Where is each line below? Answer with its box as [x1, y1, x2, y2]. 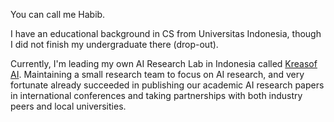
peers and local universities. [10, 100, 127, 112]
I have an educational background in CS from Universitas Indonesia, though [10, 28, 322, 39]
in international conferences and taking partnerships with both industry [10, 90, 303, 101]
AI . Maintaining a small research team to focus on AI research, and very [10, 69, 305, 80]
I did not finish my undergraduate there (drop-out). [10, 39, 219, 50]
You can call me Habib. [10, 9, 106, 20]
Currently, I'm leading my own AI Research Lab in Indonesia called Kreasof [10, 58, 318, 69]
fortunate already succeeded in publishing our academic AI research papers [10, 79, 325, 91]
